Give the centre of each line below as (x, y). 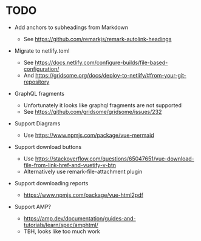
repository (36, 82)
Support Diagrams (37, 123)
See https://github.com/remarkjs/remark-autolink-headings (97, 39)
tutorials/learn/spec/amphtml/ (61, 225)
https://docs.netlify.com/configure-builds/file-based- (101, 62)
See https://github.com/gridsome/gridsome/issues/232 (93, 111)
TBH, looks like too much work (62, 231)
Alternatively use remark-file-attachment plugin (83, 171)
